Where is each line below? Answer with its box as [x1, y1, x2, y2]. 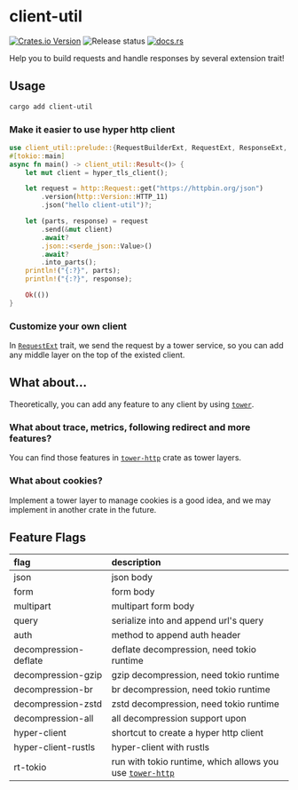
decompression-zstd [13, 698, 103, 710]
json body [111, 571, 153, 584]
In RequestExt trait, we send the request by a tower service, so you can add [9, 340, 284, 351]
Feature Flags [9, 530, 87, 545]
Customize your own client [9, 320, 127, 332]
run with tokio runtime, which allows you [111, 755, 279, 768]
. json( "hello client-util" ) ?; [41, 201, 153, 210]
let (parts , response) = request [25, 217, 149, 226]
